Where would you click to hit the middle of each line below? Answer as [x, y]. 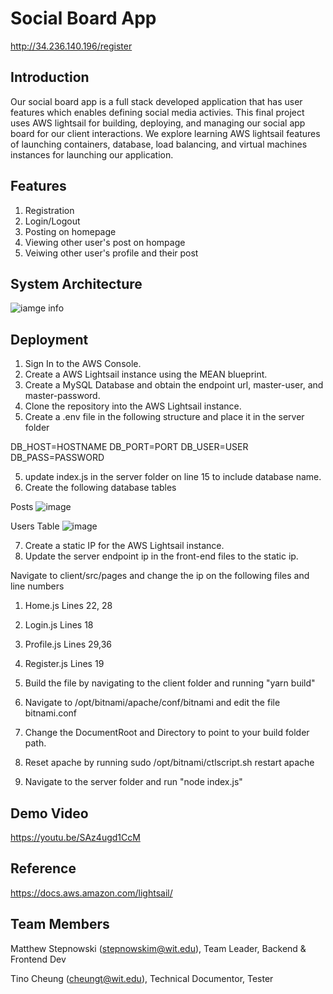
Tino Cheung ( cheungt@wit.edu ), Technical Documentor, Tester [142, 978]
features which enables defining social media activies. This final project [157, 112]
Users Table [35, 526]
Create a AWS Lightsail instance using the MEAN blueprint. [146, 374]
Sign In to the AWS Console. [83, 364]
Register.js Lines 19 [64, 664]
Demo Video [49, 813]
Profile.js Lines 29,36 [68, 644]
